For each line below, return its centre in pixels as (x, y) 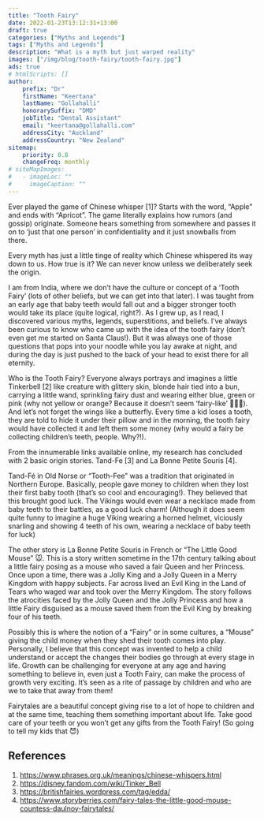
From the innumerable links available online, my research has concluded (125, 452)
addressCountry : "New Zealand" (74, 140)
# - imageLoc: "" (40, 177)
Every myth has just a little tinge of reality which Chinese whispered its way (131, 255)
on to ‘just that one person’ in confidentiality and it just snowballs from (122, 231)
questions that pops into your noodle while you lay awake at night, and (123, 346)
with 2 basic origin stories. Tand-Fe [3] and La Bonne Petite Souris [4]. (123, 460)
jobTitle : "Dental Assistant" (72, 118)
